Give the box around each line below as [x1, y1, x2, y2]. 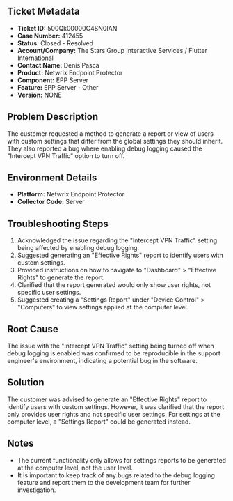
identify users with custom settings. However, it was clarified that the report [7, 402, 225, 410]
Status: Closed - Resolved [17, 38, 94, 47]
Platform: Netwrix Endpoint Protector [17, 190, 125, 199]
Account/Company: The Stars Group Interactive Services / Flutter [17, 46, 207, 54]
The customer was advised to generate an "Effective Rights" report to [7, 395, 207, 403]
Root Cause [7, 323, 59, 335]
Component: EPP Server [17, 76, 89, 84]
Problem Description [7, 111, 99, 123]
